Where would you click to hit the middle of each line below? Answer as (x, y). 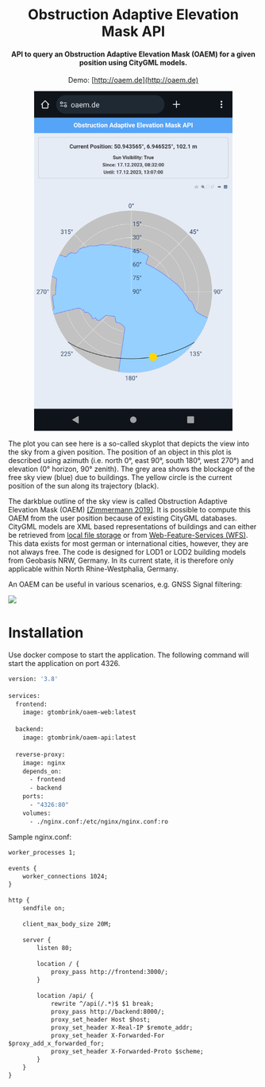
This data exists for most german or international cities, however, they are (128, 543)
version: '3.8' (33, 679)
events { (23, 868)
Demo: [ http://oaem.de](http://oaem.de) (133, 80)
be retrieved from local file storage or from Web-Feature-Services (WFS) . (128, 536)
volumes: (37, 813)
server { (37, 940)
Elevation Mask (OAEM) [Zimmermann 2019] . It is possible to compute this (130, 510)
